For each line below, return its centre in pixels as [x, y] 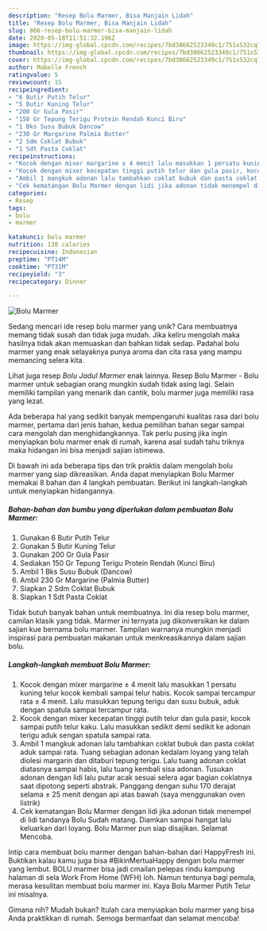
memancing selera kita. [46, 360]
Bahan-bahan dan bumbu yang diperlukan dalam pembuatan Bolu [121, 509]
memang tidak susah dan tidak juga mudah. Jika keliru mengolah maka [124, 335]
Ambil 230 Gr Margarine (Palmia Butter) [84, 580]
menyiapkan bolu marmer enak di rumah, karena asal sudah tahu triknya [126, 442]
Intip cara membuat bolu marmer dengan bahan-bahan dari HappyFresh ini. [132, 852]
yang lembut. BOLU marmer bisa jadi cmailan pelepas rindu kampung [122, 869]
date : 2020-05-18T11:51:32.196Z [62, 38]
